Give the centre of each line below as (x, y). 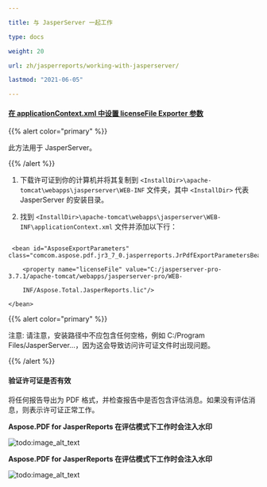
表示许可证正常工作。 (64, 409)
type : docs (26, 37)
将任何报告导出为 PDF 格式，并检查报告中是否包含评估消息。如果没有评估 (128, 400)
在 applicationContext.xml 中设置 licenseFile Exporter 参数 (106, 113)
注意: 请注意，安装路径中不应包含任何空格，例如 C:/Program (106, 335)
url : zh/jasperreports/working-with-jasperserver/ (94, 66)
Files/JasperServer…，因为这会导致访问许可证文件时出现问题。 (111, 346)
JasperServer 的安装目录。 (64, 200)
